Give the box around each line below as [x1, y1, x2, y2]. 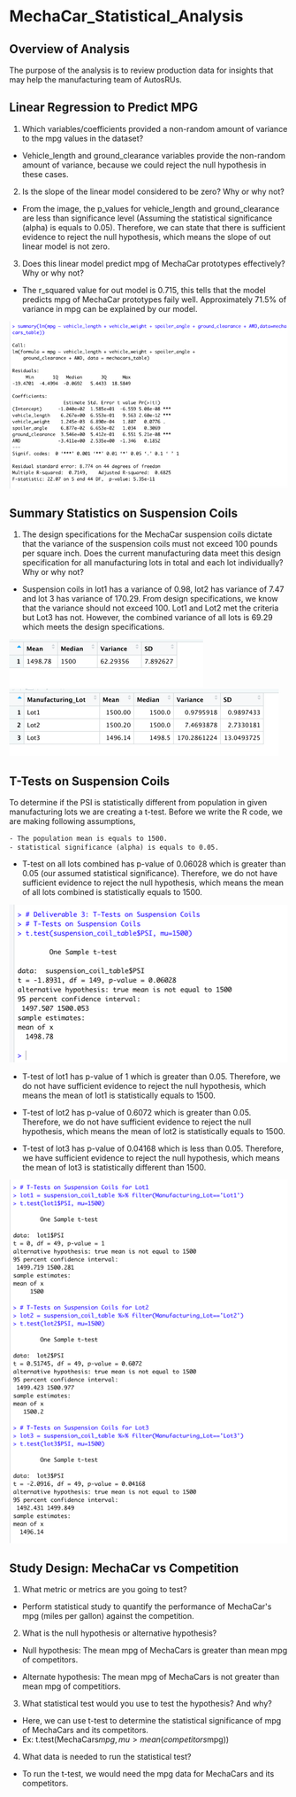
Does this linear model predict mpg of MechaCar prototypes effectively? [21, 258, 285, 268]
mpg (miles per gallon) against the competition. [21, 1611, 194, 1622]
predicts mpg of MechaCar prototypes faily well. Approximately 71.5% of [21, 294, 287, 305]
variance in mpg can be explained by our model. [21, 303, 198, 314]
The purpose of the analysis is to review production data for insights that [9, 65, 274, 75]
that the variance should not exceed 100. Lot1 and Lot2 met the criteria [21, 603, 279, 613]
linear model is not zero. [21, 241, 110, 252]
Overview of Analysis [9, 42, 131, 57]
